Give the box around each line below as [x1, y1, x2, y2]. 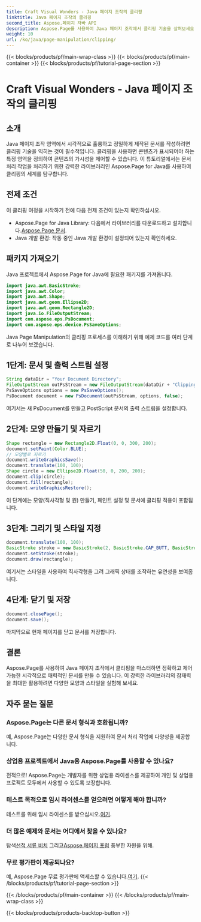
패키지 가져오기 [6, 253, 59, 264]
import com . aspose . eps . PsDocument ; [6, 316, 95, 322]
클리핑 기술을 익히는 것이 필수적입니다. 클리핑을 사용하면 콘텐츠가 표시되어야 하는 [6, 148, 195, 155]
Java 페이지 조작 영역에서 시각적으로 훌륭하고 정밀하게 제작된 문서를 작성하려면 [6, 140, 190, 147]
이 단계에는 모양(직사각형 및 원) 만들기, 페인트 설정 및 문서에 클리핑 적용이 [6, 496, 178, 504]
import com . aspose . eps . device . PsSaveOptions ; [6, 322, 121, 328]
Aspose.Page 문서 [21, 226, 66, 234]
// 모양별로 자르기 [6, 451, 46, 457]
